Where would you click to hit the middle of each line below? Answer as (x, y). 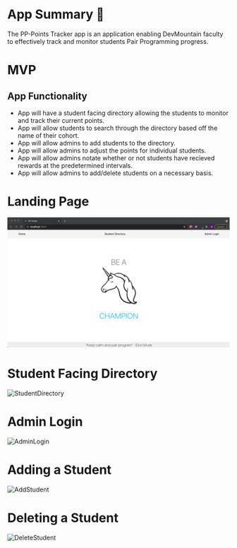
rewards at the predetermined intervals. (75, 165)
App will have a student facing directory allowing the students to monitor (123, 113)
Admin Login (45, 422)
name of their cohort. (48, 135)
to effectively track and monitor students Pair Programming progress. (108, 41)
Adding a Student (59, 470)
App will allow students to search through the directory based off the (117, 128)
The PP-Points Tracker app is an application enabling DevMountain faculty (115, 34)
